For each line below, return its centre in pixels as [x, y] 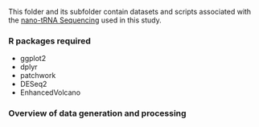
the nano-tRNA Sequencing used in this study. [85, 20]
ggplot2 [33, 59]
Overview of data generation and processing [97, 113]
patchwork [38, 76]
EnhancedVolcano [50, 92]
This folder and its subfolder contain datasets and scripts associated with [130, 12]
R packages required [49, 41]
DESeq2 [33, 84]
